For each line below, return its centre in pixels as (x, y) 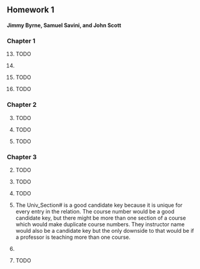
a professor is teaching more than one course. (73, 237)
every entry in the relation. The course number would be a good (95, 211)
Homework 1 (31, 10)
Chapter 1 (21, 40)
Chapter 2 (22, 105)
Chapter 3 (22, 157)
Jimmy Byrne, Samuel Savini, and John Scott (64, 25)
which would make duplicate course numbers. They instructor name (100, 224)
